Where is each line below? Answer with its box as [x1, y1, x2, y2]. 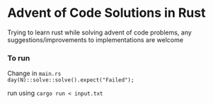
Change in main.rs [7, 69, 62, 78]
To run [7, 53, 30, 63]
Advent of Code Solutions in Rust [7, 5, 206, 21]
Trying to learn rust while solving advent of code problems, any [7, 28, 192, 37]
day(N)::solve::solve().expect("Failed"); [7, 77, 134, 84]
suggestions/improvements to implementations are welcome [7, 35, 184, 44]
